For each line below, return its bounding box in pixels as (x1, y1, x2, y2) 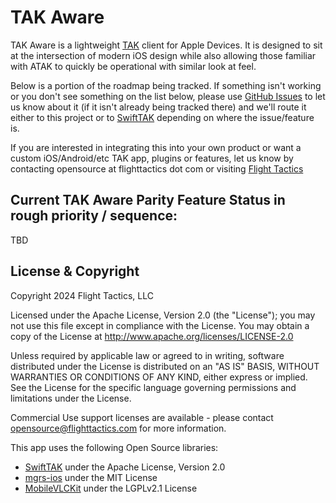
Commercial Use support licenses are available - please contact (10, 411, 274, 423)
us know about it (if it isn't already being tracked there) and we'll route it (10, 101, 307, 113)
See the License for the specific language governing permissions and (10, 381, 297, 393)
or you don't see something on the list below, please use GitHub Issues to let (10, 90, 326, 102)
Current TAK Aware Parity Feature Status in (10, 192, 286, 209)
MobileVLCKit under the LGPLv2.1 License (24, 482, 198, 494)
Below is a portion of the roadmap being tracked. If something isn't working (10, 79, 322, 91)
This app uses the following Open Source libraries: (10, 441, 219, 453)
